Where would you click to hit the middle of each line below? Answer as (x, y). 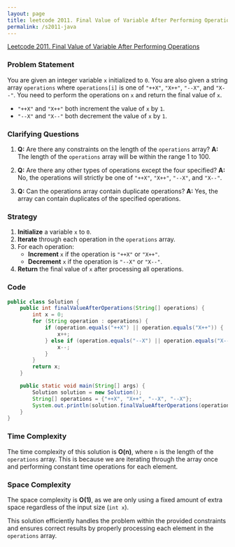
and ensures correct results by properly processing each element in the (111, 528)
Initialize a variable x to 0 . (55, 232)
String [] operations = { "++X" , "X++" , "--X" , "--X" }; (112, 399)
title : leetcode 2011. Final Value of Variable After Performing (104, 20)
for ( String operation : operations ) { (91, 321)
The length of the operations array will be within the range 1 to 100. (114, 156)
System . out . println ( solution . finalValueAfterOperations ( (117, 405)
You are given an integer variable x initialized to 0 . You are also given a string (117, 80)
